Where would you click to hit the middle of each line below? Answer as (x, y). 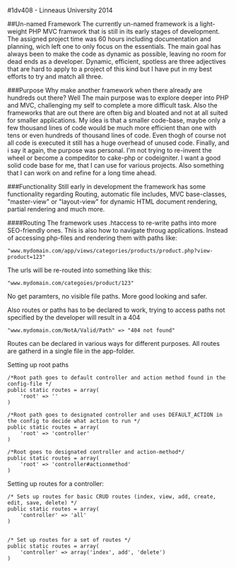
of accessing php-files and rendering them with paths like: (93, 238)
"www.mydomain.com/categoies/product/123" (71, 283)
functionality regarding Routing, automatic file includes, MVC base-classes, (117, 194)
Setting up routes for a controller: (56, 483)
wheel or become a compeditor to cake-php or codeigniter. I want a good (114, 158)
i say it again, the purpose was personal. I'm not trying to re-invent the (110, 150)
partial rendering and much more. (56, 209)
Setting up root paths (38, 365)
